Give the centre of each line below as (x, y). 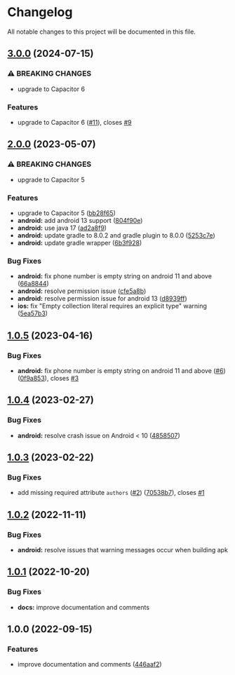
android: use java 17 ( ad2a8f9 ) (62, 228)
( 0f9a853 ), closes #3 (48, 378)
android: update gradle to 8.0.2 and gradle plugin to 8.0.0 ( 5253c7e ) (116, 235)
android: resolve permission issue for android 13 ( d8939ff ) (102, 299)
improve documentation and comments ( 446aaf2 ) (90, 664)
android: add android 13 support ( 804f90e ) (80, 220)
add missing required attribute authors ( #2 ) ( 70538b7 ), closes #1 (111, 493)
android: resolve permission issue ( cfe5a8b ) (82, 291)
